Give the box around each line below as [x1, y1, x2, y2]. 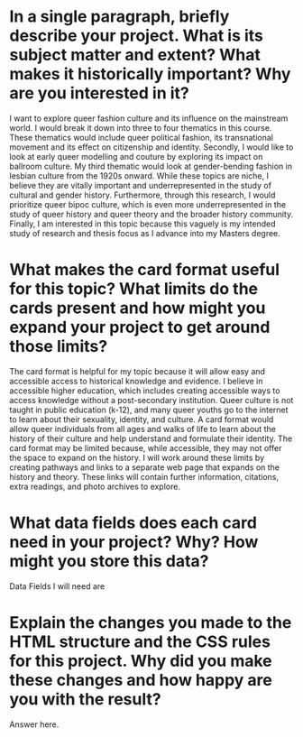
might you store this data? [9, 551, 209, 572]
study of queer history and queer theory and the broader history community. [9, 208, 294, 219]
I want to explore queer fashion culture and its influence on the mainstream [9, 113, 289, 124]
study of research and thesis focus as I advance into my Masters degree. [9, 227, 281, 238]
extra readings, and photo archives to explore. [9, 481, 180, 492]
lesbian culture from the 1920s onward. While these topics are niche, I [9, 170, 269, 181]
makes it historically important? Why [9, 64, 291, 85]
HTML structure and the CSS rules [9, 631, 271, 651]
